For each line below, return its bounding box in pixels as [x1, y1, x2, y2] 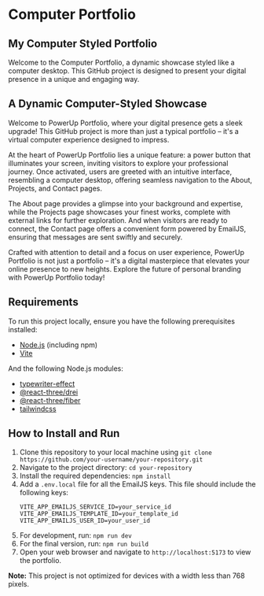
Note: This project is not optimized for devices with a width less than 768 [8, 571, 245, 580]
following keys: [19, 488, 69, 498]
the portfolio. [19, 556, 61, 565]
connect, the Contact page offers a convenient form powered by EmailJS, [8, 224, 247, 233]
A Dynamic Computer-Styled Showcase [8, 97, 207, 111]
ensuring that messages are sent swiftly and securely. [8, 232, 183, 242]
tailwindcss [19, 404, 57, 413]
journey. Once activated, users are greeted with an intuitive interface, [8, 167, 233, 176]
